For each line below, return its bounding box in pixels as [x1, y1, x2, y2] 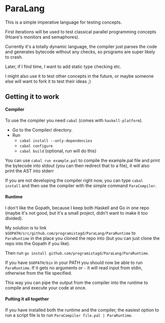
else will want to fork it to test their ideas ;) [5, 78, 91, 84]
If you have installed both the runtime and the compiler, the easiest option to [5, 307, 160, 313]
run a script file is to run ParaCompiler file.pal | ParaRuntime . [5, 312, 133, 318]
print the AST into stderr [5, 168, 54, 174]
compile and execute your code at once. [5, 285, 87, 291]
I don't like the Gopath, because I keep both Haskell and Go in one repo [5, 205, 150, 211]
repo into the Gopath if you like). [5, 240, 70, 246]
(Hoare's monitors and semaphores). [5, 34, 80, 40]
